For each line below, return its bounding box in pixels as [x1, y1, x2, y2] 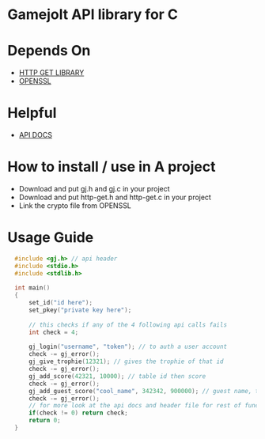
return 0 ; [28, 417, 61, 425]
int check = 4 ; [28, 328, 79, 336]
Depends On [7, 42, 91, 60]
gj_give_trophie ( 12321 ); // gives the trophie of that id [28, 358, 224, 365]
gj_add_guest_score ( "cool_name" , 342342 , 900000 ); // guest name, [28, 387, 252, 395]
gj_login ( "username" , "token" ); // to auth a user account [28, 342, 227, 351]
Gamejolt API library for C [7, 6, 179, 24]
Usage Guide [7, 229, 94, 247]
